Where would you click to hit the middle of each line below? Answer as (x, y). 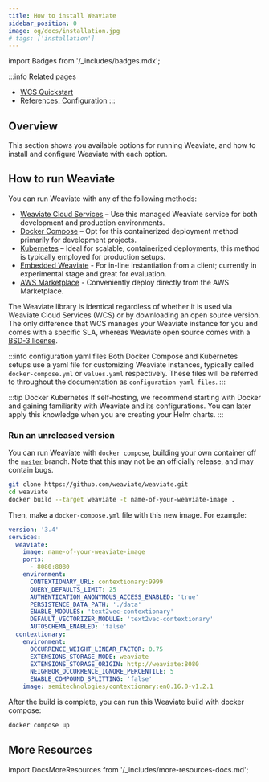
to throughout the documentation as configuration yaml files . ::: (117, 382)
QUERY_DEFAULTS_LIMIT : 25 (73, 589)
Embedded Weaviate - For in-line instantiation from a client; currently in (138, 265)
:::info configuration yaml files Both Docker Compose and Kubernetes (123, 356)
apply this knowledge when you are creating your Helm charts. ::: (116, 414)
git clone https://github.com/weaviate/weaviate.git (98, 485)
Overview (33, 126)
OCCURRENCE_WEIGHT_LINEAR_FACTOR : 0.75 (96, 649)
